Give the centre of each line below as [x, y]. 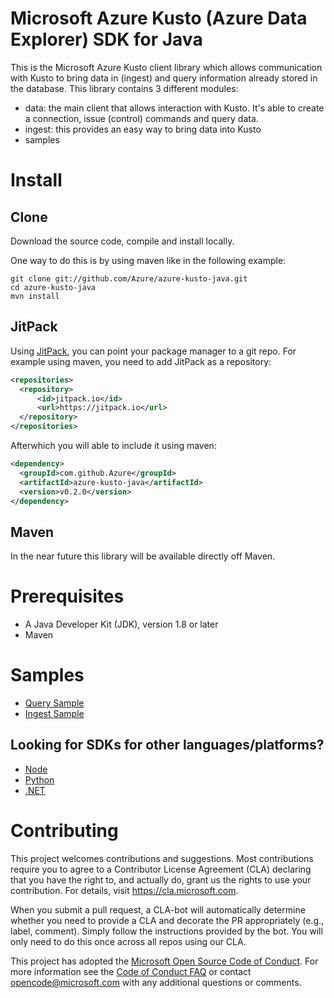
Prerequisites [67, 596]
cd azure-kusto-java [53, 287]
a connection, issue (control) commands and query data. [141, 118]
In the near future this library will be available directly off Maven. [143, 556]
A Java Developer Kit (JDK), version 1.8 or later [121, 624]
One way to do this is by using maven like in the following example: [148, 260]
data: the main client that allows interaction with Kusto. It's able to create [174, 108]
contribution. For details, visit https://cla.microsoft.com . [124, 890]
